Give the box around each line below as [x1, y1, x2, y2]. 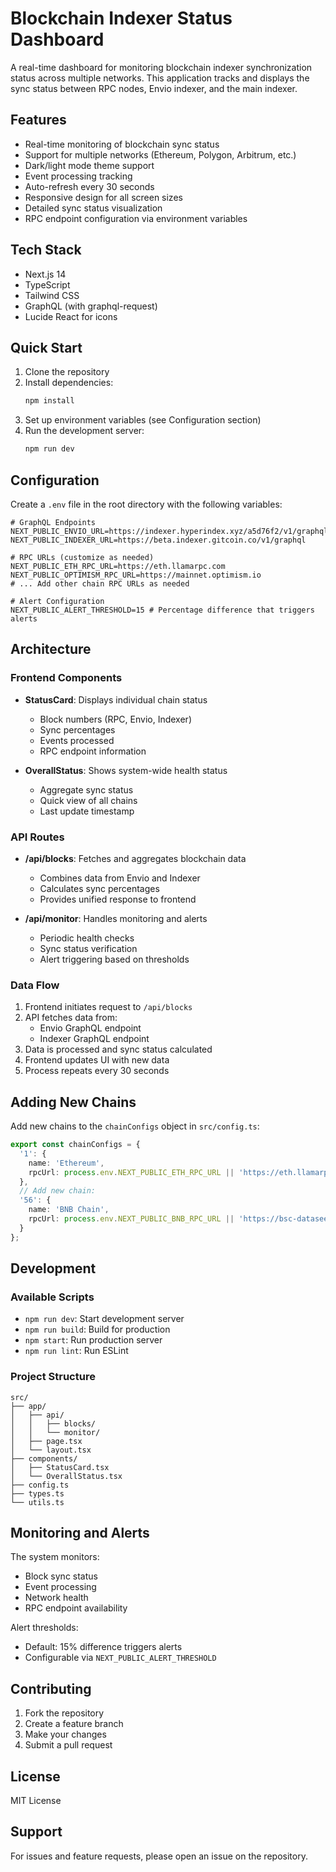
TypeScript [24, 278, 71, 291]
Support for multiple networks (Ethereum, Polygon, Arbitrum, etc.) [24, 148, 297, 161]
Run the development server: [24, 425, 145, 437]
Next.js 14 [24, 268, 67, 280]
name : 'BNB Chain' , [28, 1205, 110, 1215]
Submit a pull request [24, 1739, 113, 1751]
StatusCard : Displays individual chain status [24, 693, 208, 706]
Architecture [10, 641, 92, 658]
